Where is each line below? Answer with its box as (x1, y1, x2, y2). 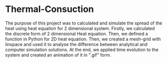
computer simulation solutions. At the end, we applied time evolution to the (5, 46, 159, 52)
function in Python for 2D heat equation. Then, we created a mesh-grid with (5, 36, 161, 42)
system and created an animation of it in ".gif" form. (5, 51, 111, 58)
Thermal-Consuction (5, 3, 94, 15)
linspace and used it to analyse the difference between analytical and (5, 41, 148, 47)
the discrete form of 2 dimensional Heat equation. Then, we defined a (5, 30, 148, 36)
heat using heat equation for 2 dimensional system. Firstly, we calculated (5, 25, 155, 31)
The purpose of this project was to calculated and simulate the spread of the (5, 20, 163, 26)
